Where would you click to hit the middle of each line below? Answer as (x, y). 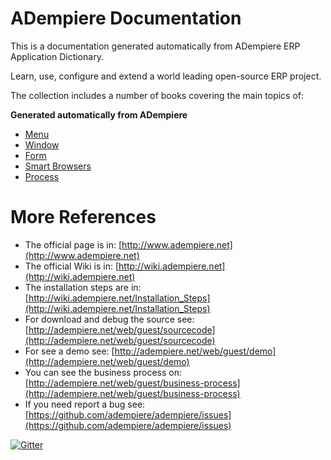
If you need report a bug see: (85, 404)
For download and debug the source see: (109, 319)
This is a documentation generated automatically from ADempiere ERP (155, 46)
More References (83, 217)
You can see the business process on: (103, 372)
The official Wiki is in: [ (72, 266)
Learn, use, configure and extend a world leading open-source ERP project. (166, 76)
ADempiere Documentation (126, 18)
